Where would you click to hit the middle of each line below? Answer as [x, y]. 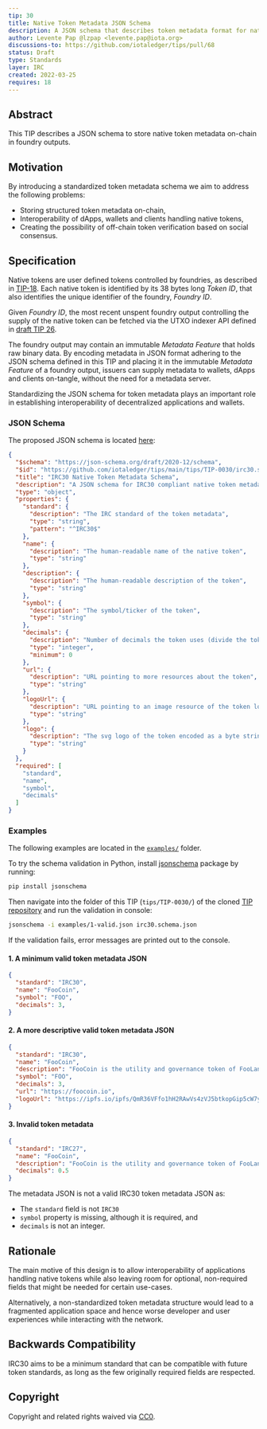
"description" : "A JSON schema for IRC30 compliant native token [126, 484]
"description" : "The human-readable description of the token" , [138, 581]
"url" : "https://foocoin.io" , [65, 1092]
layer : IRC [26, 68]
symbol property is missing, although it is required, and [109, 1218]
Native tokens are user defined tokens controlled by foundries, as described [133, 280]
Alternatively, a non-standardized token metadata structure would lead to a [131, 1302]
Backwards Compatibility [72, 1344]
